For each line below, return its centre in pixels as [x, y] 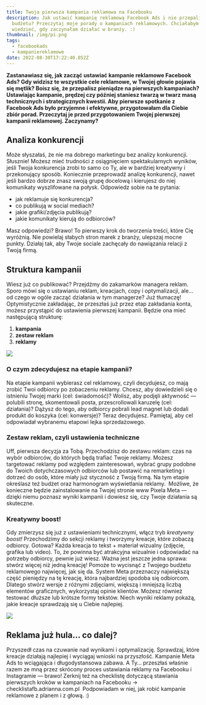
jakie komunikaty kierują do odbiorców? [65, 219]
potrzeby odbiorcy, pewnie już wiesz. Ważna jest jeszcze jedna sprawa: [97, 558]
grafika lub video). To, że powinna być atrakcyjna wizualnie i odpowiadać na [103, 552]
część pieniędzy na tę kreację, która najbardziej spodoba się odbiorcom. [98, 578]
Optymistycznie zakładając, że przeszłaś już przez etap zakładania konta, [99, 304]
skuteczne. [20, 503]
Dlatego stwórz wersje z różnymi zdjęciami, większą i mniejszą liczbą [94, 585]
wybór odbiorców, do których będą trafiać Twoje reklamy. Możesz [90, 457]
